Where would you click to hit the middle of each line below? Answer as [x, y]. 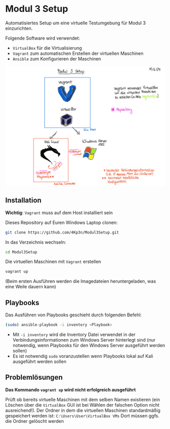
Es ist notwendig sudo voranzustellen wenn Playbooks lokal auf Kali [83, 356]
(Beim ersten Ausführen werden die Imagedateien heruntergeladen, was [81, 281]
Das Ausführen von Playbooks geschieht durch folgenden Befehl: [74, 315]
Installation [23, 200]
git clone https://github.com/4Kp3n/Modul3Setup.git [62, 232]
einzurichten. [19, 28]
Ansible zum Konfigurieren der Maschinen [57, 58]
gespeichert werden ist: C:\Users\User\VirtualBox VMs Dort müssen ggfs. [82, 416]
